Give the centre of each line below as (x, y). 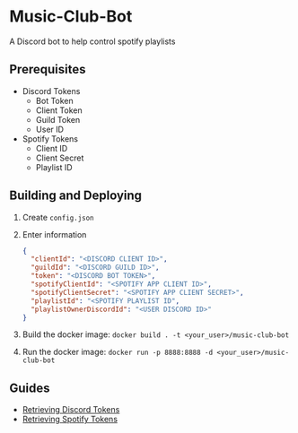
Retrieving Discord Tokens (71, 410)
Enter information (54, 234)
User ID (50, 129)
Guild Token (58, 119)
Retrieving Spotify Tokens (70, 420)
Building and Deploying (75, 196)
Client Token (59, 110)
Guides (30, 388)
